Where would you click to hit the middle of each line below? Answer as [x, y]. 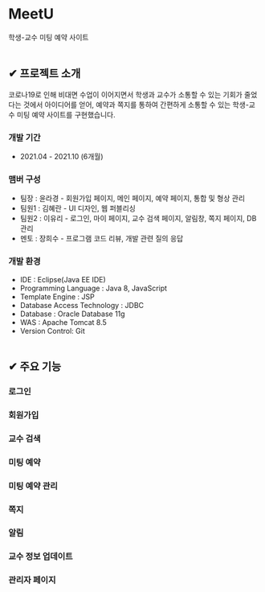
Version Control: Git [53, 331]
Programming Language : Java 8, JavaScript [93, 288]
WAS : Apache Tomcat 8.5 [63, 322]
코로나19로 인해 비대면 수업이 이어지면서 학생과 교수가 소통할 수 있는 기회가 [125, 94]
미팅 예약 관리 [33, 486]
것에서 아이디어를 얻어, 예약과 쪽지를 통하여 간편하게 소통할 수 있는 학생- [136, 105]
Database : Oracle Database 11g [73, 314]
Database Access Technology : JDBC [82, 305]
